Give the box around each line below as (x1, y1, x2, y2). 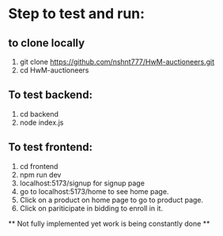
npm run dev (19, 170, 62, 179)
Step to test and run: (8, 5, 145, 23)
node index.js (19, 118, 64, 127)
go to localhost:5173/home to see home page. (19, 186, 169, 196)
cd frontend (19, 161, 59, 170)
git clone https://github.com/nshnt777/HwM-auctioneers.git (19, 57, 215, 66)
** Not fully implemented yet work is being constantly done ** (8, 219, 210, 228)
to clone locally (8, 36, 85, 50)
